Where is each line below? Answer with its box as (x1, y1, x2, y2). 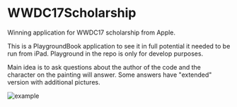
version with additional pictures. (7, 77, 100, 86)
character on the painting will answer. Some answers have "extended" (7, 70, 212, 79)
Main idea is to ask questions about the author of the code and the (7, 63, 202, 71)
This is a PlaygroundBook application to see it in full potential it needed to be (7, 42, 231, 50)
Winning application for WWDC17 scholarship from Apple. (7, 28, 175, 37)
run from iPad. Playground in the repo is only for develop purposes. (7, 49, 204, 58)
